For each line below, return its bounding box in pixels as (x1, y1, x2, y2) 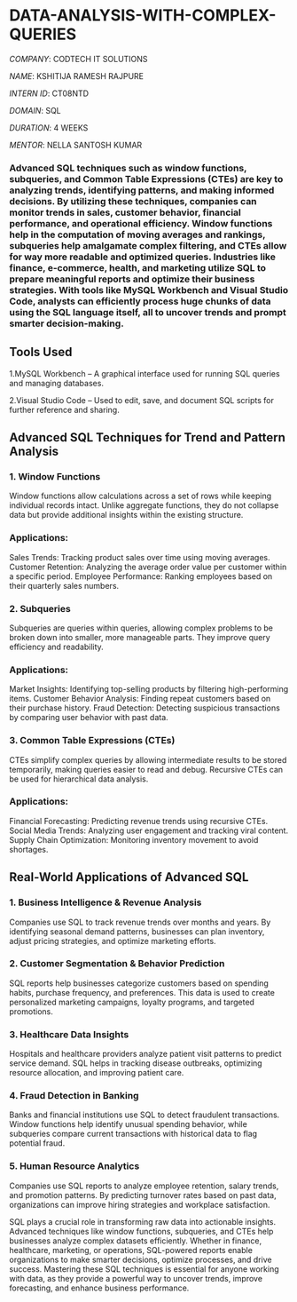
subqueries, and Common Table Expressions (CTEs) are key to (9, 172, 284, 185)
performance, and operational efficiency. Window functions (9, 217, 273, 229)
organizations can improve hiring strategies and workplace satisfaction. (9, 1199, 270, 1210)
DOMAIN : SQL (9, 105, 61, 115)
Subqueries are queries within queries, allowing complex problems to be (9, 623, 273, 633)
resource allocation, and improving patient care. (9, 1068, 184, 1078)
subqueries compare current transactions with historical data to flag (9, 1129, 258, 1139)
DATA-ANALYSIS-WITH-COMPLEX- (9, 5, 277, 26)
